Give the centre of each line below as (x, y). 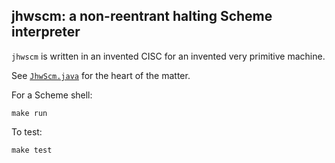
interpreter (46, 32)
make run (29, 113)
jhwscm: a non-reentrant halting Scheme (142, 16)
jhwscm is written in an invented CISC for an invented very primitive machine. (168, 56)
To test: (27, 131)
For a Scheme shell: (52, 95)
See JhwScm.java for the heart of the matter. (101, 75)
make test (32, 150)
